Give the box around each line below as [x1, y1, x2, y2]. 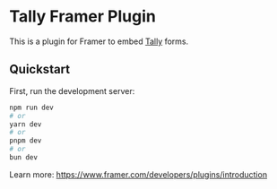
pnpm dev [9, 136, 42, 145]
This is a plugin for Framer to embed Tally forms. [9, 36, 189, 47]
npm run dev [9, 103, 54, 112]
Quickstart [9, 62, 71, 77]
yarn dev [9, 119, 42, 129]
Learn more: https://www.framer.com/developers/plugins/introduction [9, 168, 267, 180]
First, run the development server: [9, 85, 135, 96]
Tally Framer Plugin [9, 6, 157, 27]
